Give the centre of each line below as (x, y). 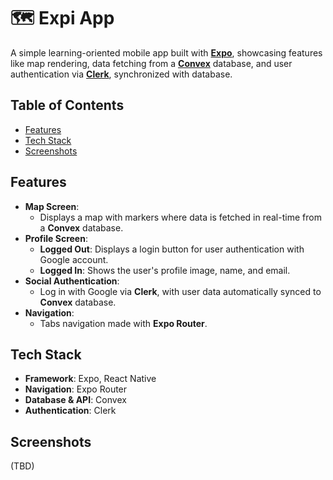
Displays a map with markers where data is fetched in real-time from (180, 217)
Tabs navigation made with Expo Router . (123, 323)
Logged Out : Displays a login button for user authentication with (172, 249)
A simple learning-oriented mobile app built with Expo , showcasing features (166, 52)
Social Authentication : (72, 281)
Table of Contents (67, 105)
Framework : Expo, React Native (90, 379)
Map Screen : (52, 206)
